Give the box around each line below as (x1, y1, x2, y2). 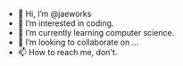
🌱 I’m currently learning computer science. (17, 28, 175, 37)
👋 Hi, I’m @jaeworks (17, 9, 92, 19)
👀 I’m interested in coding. (17, 18, 114, 29)
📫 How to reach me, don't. (17, 47, 118, 57)
